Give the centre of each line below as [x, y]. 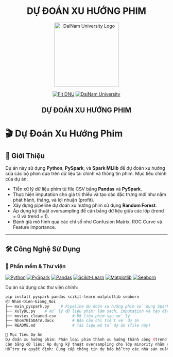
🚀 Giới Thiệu [25, 156]
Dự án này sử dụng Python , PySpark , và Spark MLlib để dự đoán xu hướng [85, 168]
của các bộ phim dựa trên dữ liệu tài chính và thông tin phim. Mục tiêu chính [86, 174]
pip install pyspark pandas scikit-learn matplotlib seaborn [72, 297]
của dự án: [17, 179]
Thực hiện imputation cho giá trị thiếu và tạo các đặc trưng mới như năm [89, 194]
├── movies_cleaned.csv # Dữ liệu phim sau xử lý [68, 316]
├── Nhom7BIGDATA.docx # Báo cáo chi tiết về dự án [72, 321]
